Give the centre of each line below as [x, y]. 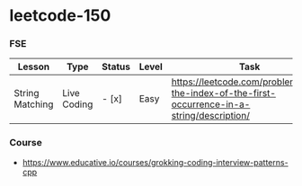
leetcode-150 [60, 16]
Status [116, 66]
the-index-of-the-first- [224, 93]
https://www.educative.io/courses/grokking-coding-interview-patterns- [155, 162]
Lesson [34, 66]
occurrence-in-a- [211, 104]
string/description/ [210, 116]
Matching [34, 104]
